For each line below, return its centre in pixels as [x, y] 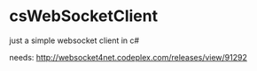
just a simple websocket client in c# [74, 40]
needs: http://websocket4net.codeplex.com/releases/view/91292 [128, 57]
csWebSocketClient [83, 16]
